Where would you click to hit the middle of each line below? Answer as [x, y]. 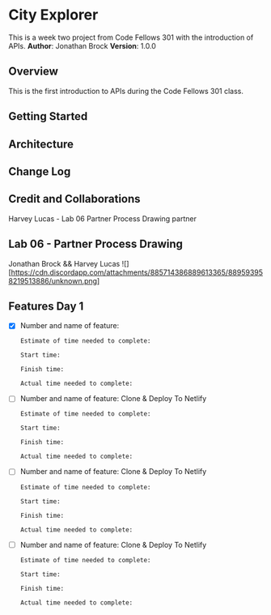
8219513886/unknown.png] [54, 280]
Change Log [40, 171]
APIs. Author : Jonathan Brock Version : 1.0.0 [82, 45]
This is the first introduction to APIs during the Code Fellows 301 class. [126, 91]
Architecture [41, 144]
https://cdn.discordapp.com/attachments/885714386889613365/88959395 [137, 272]
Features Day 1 [46, 306]
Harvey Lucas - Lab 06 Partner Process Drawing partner [102, 218]
